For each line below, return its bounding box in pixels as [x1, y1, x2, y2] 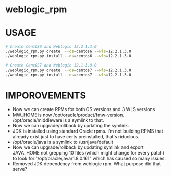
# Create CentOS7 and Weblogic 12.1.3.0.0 [5, 62, 97, 68]
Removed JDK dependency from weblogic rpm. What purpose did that [12, 161, 161, 167]
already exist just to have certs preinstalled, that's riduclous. [12, 134, 139, 140]
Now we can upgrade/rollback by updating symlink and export [12, 144, 144, 150]
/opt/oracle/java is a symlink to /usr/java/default [12, 139, 114, 145]
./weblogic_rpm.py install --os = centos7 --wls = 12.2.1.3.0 [5, 72, 131, 77]
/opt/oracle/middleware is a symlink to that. [12, 117, 104, 123]
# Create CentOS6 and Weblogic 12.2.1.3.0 [5, 44, 97, 49]
